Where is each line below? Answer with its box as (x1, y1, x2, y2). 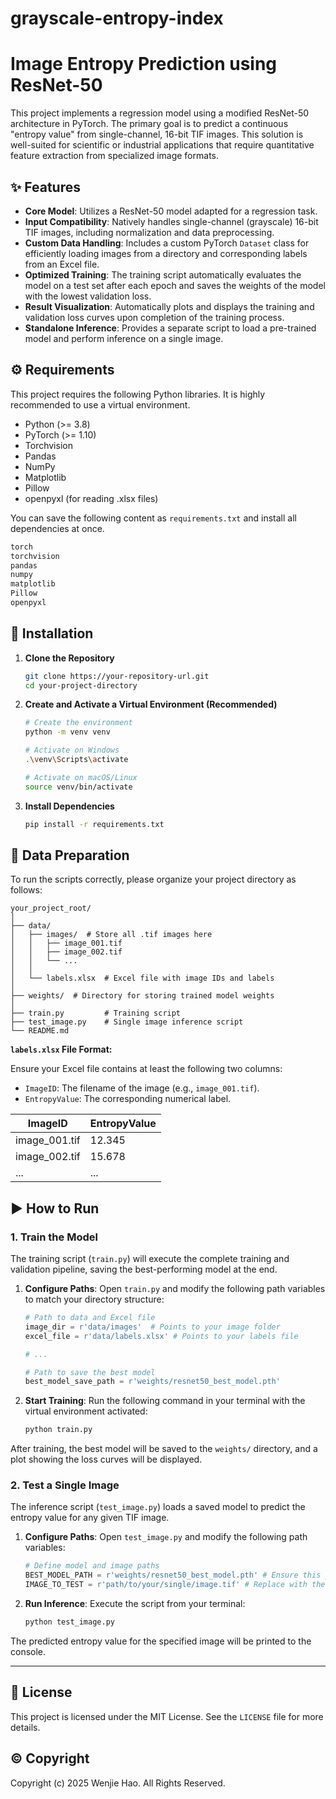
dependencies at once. (10, 522, 105, 534)
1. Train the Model (10, 1230, 98, 1244)
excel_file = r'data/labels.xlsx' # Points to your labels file (24, 1331, 299, 1341)
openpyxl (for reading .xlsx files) (24, 492, 159, 504)
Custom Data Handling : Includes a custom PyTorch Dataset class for (24, 237, 310, 249)
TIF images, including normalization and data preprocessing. (24, 226, 275, 238)
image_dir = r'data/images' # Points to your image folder (24, 1322, 281, 1332)
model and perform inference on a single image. (24, 332, 224, 344)
